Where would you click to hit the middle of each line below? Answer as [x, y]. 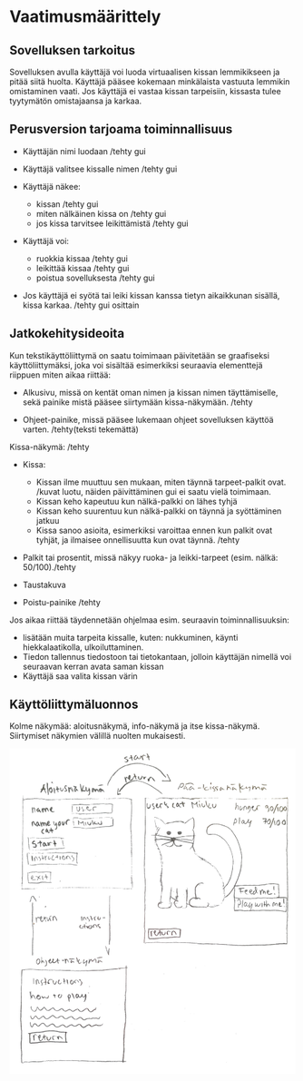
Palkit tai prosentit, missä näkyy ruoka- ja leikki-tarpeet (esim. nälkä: [150, 557]
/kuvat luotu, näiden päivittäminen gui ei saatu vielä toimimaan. [154, 491]
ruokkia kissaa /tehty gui [82, 258]
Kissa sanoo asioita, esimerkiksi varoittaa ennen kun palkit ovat [154, 530]
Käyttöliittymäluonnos [74, 705]
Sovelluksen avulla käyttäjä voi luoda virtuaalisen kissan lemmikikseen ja [145, 72]
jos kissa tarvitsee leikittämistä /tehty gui [112, 223]
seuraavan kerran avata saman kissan [93, 666]
